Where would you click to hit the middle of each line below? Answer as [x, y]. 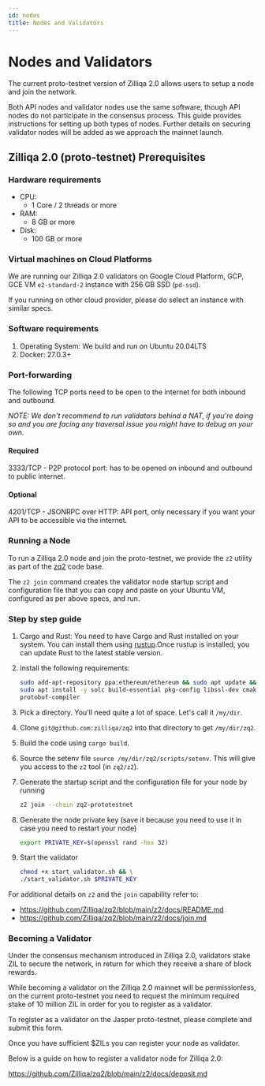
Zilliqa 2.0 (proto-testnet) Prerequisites [107, 157]
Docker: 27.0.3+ [45, 354]
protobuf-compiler [50, 697]
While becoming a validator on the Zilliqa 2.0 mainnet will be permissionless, [132, 987]
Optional [22, 494]
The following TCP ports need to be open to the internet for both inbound [127, 392]
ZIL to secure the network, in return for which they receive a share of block [130, 964]
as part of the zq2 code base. [56, 566]
